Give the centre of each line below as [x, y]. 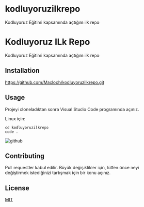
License [17, 188]
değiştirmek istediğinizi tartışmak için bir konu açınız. [58, 173]
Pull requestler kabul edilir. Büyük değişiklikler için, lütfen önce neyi [72, 168]
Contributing [25, 156]
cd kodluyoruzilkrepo [27, 127]
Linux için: [15, 119]
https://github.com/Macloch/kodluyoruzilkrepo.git [55, 82]
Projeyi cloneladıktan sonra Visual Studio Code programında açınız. [72, 109]
